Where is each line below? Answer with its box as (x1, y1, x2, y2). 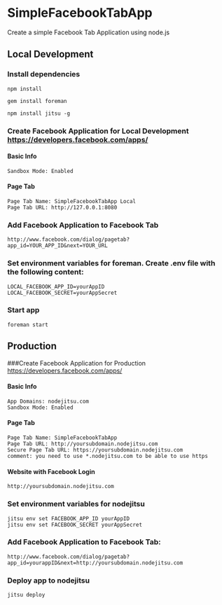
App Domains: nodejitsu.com (7, 398, 90, 405)
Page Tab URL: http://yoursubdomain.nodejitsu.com (7, 440, 158, 447)
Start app (7, 305, 40, 315)
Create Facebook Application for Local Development (7, 126, 189, 136)
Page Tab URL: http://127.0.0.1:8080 (7, 204, 118, 211)
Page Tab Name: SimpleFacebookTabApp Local (7, 197, 137, 204)
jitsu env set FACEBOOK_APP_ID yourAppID (7, 515, 130, 522)
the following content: (7, 267, 84, 277)
